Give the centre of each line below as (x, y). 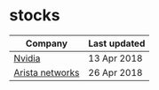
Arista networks (47, 72)
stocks (35, 15)
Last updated (117, 43)
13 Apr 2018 (115, 58)
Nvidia (27, 58)
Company (47, 43)
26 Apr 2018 (115, 72)
